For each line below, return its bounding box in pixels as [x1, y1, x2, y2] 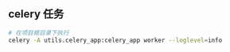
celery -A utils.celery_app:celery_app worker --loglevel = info [8, 36, 223, 44]
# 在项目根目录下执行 [8, 28, 69, 37]
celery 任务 [8, 7, 64, 21]
